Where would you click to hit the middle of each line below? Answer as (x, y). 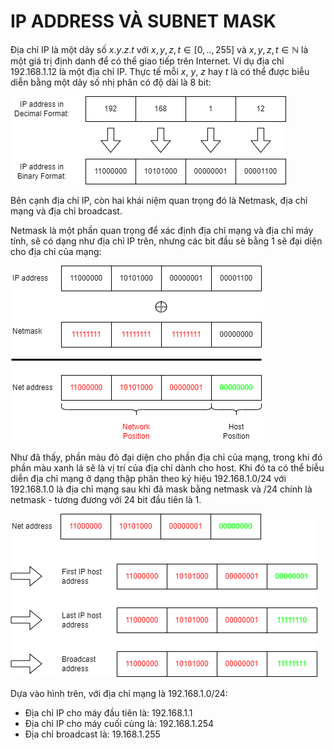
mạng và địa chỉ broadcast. (66, 211)
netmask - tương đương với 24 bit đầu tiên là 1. (106, 499)
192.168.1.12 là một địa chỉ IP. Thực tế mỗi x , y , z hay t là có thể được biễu (160, 71)
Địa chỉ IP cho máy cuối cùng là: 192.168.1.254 (119, 723)
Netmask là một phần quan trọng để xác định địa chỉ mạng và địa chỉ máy (162, 230)
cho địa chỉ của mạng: (56, 251)
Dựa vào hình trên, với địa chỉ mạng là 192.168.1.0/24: (119, 693)
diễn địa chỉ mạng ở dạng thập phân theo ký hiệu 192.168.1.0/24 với (148, 478)
